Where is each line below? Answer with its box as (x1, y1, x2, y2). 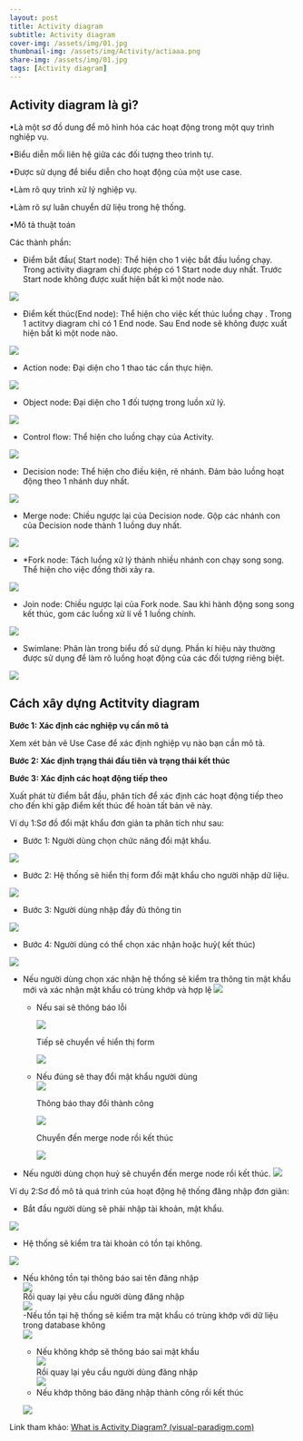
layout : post (9, 13, 59, 23)
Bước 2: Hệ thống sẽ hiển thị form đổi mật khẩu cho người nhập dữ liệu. (22, 869, 289, 880)
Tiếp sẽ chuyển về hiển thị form (35, 1036, 155, 1047)
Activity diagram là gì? (9, 97, 139, 113)
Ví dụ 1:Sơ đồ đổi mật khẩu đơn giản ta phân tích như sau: (9, 818, 225, 828)
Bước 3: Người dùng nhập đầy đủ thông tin (22, 904, 181, 915)
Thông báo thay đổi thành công (35, 1097, 154, 1108)
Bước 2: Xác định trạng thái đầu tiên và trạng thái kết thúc (9, 755, 230, 766)
